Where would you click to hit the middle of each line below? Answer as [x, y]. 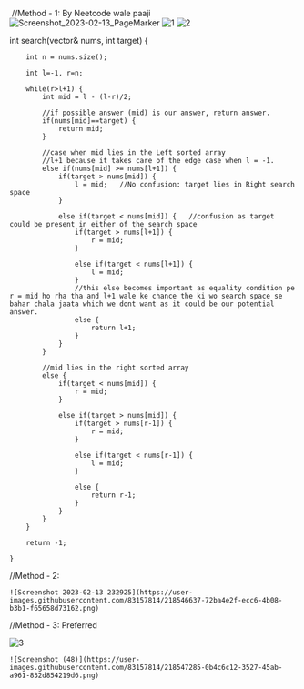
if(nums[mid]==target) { [89, 121]
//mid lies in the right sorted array [116, 368]
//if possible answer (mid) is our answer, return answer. [157, 113]
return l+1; [113, 328]
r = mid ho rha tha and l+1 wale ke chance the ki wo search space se [146, 296]
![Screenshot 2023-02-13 [56, 593]
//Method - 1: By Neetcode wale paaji [81, 13]
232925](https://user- [150, 593]
